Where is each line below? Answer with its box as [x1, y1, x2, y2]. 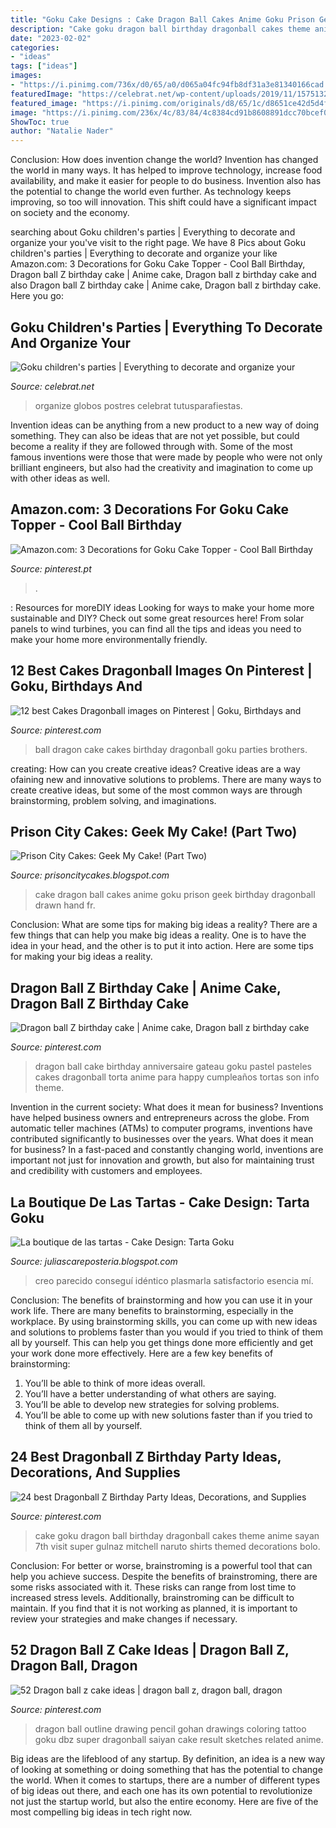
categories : [10, 42, 60, 53]
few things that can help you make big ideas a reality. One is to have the [10, 929, 307, 941]
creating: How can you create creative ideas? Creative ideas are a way [10, 762, 301, 775]
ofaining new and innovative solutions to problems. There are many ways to [10, 773, 322, 785]
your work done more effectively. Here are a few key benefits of [10, 1347, 274, 1359]
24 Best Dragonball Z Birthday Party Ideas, [10, 1449, 282, 1466]
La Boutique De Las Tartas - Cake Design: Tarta [10, 1194, 310, 1211]
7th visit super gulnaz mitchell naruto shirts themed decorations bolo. [34, 1540, 321, 1552]
